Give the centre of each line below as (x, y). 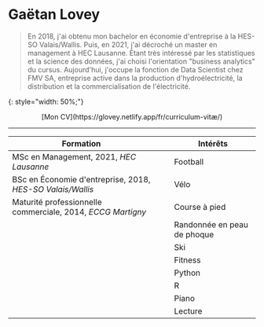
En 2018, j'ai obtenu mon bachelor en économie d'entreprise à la (132, 36)
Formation (81, 143)
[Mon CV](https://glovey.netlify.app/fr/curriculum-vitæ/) (132, 116)
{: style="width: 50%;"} (46, 101)
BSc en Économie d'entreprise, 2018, (81, 179)
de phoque (194, 234)
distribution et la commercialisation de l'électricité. (109, 86)
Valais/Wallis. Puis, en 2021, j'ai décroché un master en (128, 44)
